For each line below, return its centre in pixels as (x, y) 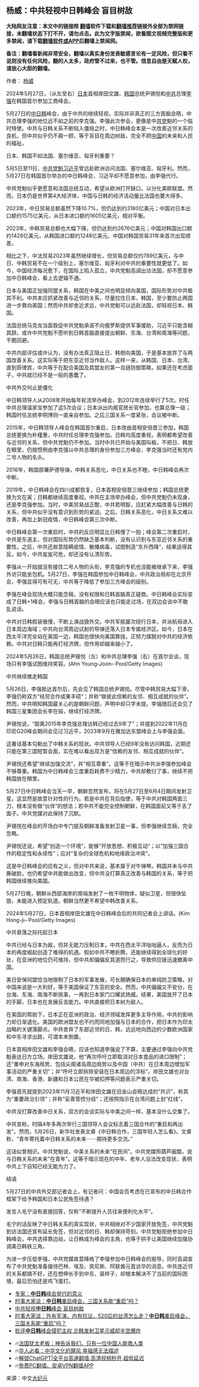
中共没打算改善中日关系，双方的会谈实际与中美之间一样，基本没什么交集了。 (99, 1111)
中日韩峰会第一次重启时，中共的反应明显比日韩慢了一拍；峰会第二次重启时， (99, 531)
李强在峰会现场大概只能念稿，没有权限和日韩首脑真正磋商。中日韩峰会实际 (97, 594)
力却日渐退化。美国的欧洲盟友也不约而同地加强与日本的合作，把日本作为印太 (99, 1021)
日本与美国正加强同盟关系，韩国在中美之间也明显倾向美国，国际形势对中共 (97, 290)
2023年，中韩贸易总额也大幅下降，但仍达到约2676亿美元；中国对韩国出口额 (99, 228)
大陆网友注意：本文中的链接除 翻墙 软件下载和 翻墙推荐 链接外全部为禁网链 (95, 26)
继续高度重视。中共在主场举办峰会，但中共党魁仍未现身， (123, 497)
